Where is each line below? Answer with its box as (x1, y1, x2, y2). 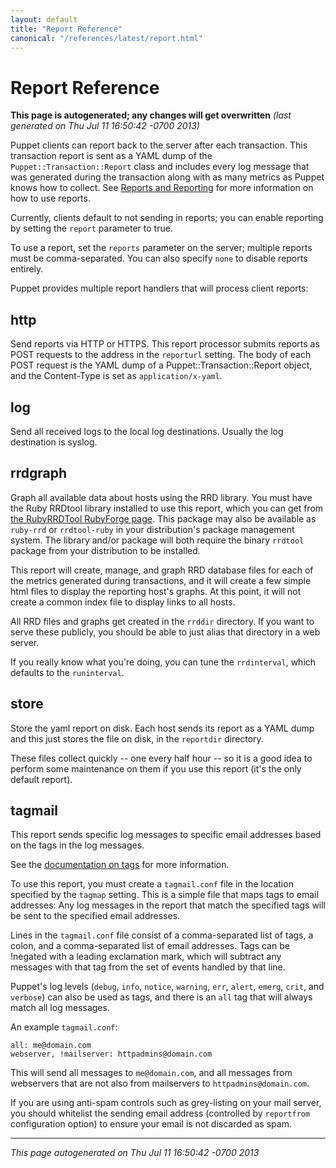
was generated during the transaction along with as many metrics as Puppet (10, 171, 325, 183)
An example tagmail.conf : (10, 1021, 118, 1033)
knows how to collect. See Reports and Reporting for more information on (10, 182, 314, 194)
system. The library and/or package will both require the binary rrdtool (10, 534, 305, 546)
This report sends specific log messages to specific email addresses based (10, 829, 322, 841)
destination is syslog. (10, 436, 98, 448)
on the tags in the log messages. (10, 839, 145, 851)
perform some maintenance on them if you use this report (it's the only (10, 762, 302, 775)
